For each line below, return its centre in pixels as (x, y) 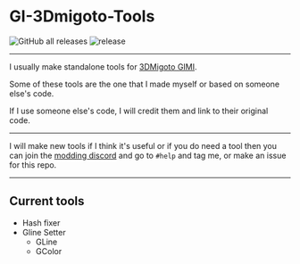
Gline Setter (44, 232)
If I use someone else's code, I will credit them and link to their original (139, 111)
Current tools (47, 201)
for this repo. (33, 165)
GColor (49, 251)
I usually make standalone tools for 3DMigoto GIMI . (104, 66)
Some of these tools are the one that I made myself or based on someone (145, 84)
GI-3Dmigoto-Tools (82, 16)
